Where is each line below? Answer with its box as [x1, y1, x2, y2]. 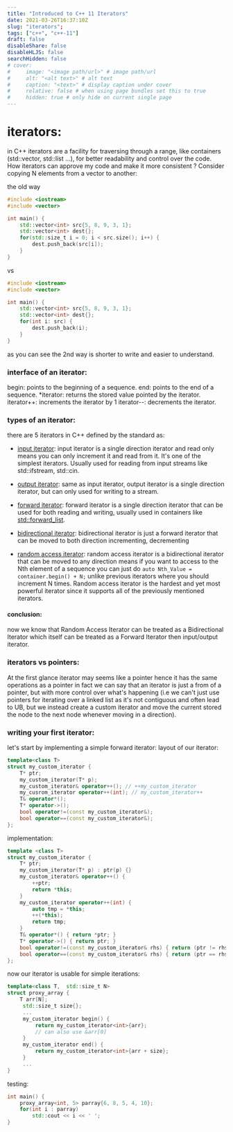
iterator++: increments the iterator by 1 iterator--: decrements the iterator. [7, 397, 216, 406]
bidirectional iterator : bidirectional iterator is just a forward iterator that [17, 529, 218, 538]
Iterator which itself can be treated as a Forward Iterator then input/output [7, 633, 218, 641]
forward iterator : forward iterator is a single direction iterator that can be [17, 501, 223, 509]
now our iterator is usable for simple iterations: [7, 969, 140, 978]
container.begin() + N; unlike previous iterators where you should [17, 572, 209, 581]
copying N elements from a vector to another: [7, 169, 137, 177]
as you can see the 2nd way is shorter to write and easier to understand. [7, 350, 215, 358]
